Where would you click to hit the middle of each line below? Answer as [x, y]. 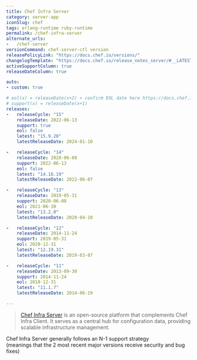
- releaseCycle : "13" [35, 190]
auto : [13, 82]
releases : [18, 109]
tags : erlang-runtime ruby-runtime [50, 28]
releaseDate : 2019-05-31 [47, 196]
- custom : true [25, 88]
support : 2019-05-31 [42, 239]
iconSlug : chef [25, 22]
